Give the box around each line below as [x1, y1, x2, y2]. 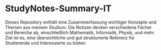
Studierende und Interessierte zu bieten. [5, 40, 87, 46]
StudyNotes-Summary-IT [5, 3, 112, 14]
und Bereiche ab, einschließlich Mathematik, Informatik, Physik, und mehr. [5, 29, 156, 35]
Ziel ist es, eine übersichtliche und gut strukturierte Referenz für [5, 35, 135, 41]
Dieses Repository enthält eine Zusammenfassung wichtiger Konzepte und [5, 19, 157, 25]
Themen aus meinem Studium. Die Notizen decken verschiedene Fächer [5, 24, 152, 30]
